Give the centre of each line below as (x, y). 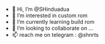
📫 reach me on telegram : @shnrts (55, 35)
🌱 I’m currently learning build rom (53, 22)
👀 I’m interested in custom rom (50, 15)
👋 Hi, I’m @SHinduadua (40, 9)
